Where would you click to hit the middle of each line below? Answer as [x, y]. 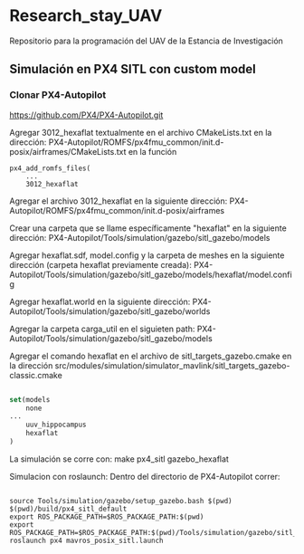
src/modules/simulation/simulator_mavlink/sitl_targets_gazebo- [172, 365]
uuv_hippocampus [57, 425]
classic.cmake [36, 375]
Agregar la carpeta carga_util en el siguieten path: [102, 329]
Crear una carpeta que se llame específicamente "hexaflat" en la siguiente [148, 228]
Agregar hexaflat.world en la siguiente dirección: [100, 301]
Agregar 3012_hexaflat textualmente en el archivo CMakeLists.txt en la [141, 132]
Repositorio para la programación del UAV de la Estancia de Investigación [146, 41]
